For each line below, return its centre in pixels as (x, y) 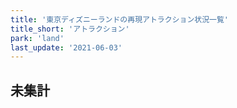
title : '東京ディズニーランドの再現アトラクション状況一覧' (120, 19)
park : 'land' (37, 38)
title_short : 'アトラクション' (70, 29)
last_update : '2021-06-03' (66, 47)
